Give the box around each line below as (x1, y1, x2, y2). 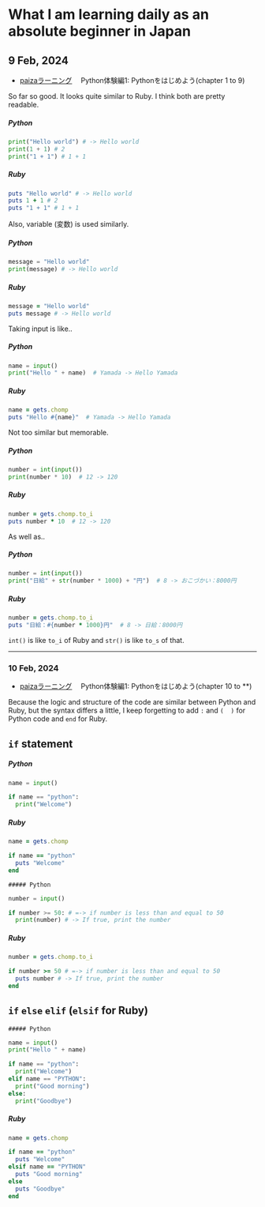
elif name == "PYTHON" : (8, 1075, 87, 1083)
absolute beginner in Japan (8, 22, 192, 40)
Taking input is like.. (8, 324, 73, 333)
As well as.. (8, 532, 46, 541)
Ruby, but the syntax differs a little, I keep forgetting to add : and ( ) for (8, 705, 246, 716)
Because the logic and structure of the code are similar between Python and (8, 698, 256, 707)
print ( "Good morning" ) (15, 1082, 90, 1090)
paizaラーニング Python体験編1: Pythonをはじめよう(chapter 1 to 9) (19, 76, 245, 85)
